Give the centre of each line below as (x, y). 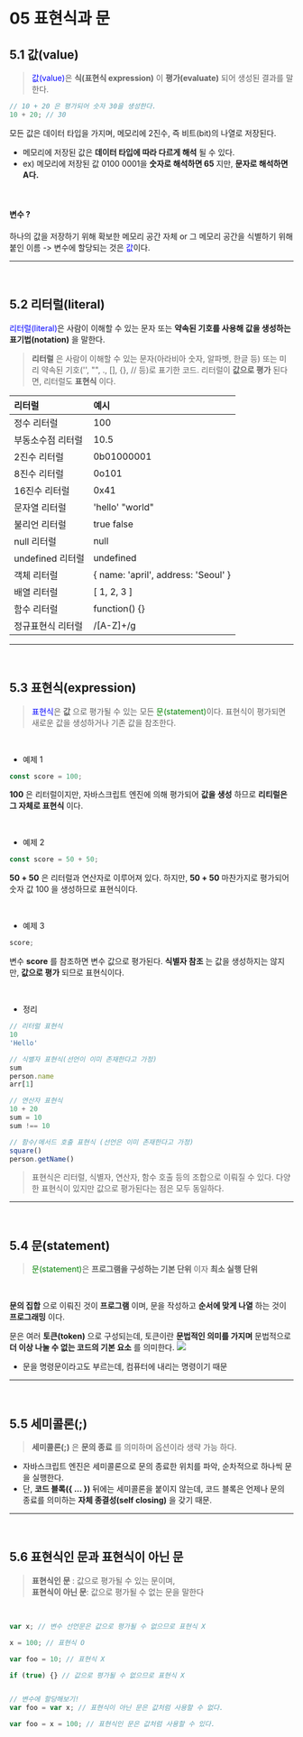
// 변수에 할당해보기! (44, 1700)
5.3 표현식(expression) (73, 688)
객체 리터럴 (36, 575)
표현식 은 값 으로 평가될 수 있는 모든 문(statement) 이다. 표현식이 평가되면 (159, 711)
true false (113, 524)
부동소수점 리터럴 (49, 440)
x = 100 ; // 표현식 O (47, 1642)
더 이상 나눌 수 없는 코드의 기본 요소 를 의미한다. (92, 1347)
